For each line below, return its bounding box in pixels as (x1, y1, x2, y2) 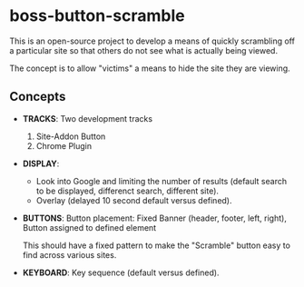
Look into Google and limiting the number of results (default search (35, 175, 288, 186)
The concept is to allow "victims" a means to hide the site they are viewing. (9, 63, 290, 74)
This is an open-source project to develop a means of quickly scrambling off (9, 35, 295, 46)
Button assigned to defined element (22, 222, 157, 233)
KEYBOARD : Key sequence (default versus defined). (22, 267, 220, 278)
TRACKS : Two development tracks (22, 113, 152, 124)
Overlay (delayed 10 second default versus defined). (35, 194, 233, 205)
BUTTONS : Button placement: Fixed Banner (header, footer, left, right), (22, 213, 288, 223)
